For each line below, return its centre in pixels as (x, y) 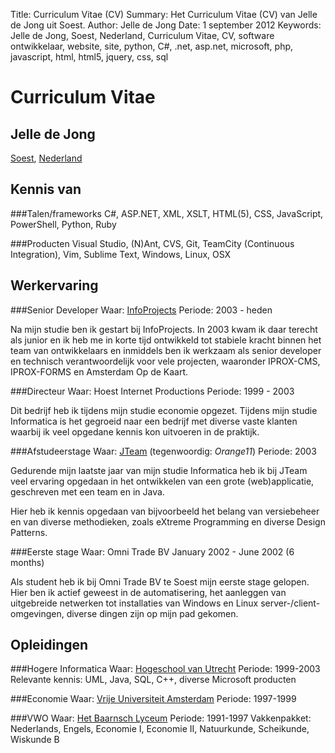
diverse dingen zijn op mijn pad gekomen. (152, 613)
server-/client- (290, 603)
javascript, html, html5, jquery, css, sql (89, 57)
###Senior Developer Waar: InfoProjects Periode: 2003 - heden (141, 310)
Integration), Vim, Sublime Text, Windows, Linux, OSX (121, 254)
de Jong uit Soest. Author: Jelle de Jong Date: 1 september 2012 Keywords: (166, 25)
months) (27, 562)
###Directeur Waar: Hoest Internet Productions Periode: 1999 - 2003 (152, 391)
